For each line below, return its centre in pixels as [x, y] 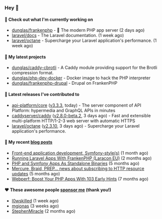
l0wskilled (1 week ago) [35, 201]
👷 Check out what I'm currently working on [49, 19]
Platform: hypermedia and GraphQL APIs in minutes [63, 110]
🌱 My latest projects [25, 57]
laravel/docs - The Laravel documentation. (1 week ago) [68, 36]
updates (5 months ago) [36, 173]
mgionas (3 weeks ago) [35, 206]
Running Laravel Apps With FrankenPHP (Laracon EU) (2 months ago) [81, 158]
